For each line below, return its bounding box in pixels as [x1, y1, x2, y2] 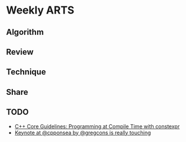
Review [6, 47, 34, 57]
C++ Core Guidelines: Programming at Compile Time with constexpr [14, 123, 180, 130]
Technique [6, 67, 46, 77]
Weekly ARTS [6, 4, 75, 17]
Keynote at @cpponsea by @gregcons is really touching [14, 129, 151, 136]
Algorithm [6, 27, 44, 37]
